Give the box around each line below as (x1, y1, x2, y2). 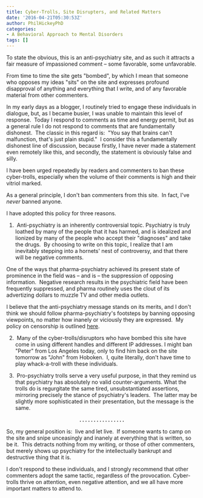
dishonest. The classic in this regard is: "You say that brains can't (6, 129, 173, 136)
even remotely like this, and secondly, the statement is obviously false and (6, 148, 192, 156)
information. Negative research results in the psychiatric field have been (6, 278, 188, 286)
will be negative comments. (15, 254, 84, 261)
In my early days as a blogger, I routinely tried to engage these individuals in (6, 103, 197, 110)
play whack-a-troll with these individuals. (15, 360, 118, 367)
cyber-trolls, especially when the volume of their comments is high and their (6, 173, 196, 180)
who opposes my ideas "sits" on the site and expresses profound (6, 78, 170, 86)
